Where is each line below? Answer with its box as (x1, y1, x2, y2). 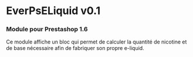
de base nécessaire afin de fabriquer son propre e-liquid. (6, 45, 145, 52)
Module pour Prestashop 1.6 (6, 25, 88, 33)
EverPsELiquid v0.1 (6, 4, 101, 18)
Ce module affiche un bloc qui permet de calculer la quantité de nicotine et (6, 38, 187, 45)
